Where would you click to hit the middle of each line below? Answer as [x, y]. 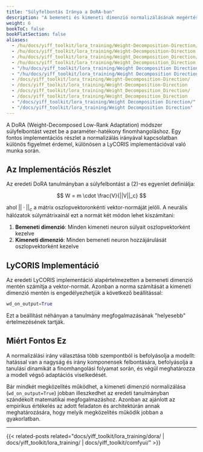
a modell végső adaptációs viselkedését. [57, 375]
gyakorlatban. [24, 419]
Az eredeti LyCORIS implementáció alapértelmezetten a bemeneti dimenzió [100, 280]
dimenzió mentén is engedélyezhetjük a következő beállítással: [85, 293]
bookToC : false [25, 29]
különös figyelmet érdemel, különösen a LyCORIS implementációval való [96, 144]
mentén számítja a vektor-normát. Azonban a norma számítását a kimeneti [99, 286]
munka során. [23, 150]
